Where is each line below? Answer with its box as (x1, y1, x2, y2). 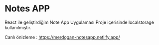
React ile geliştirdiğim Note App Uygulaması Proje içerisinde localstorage (4, 19, 154, 25)
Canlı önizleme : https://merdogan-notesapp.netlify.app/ (4, 34, 120, 40)
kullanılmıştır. (4, 24, 32, 30)
